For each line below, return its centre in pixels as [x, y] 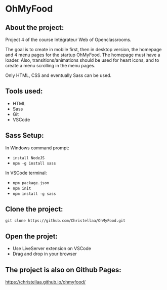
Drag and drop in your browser [45, 254]
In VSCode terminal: [26, 173]
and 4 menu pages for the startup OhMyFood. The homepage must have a [83, 55]
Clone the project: [34, 209]
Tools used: [24, 91]
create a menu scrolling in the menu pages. [50, 66]
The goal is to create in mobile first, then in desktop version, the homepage [83, 49]
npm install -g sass [34, 194]
